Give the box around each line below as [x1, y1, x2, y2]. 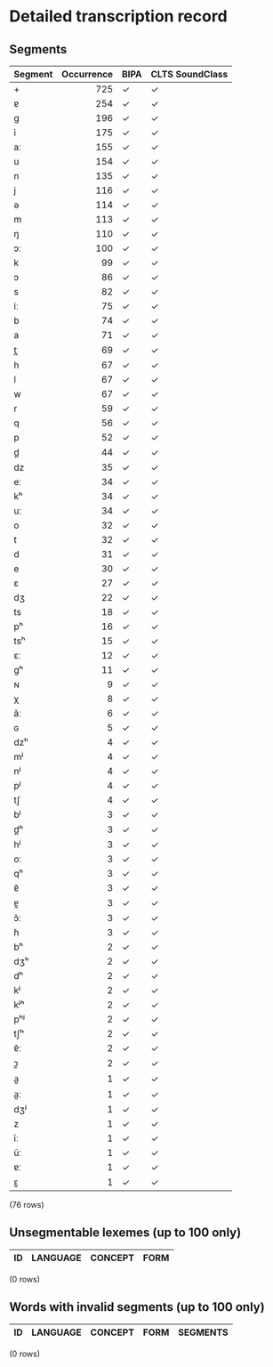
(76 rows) [9, 1200, 44, 1209]
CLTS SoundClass [150, 69, 229, 80]
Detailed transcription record [9, 6, 229, 27]
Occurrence [61, 69, 114, 80]
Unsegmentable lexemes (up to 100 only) [9, 1225, 242, 1241]
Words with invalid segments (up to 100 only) [9, 1299, 265, 1314]
